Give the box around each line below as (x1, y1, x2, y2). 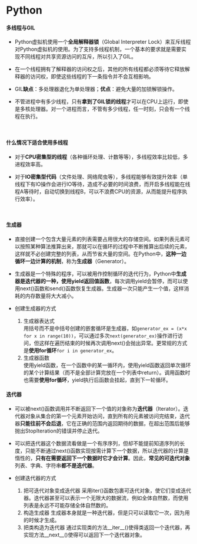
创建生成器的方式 (14, 304, 56, 312)
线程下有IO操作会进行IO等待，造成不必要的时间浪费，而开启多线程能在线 (14, 181, 191, 188)
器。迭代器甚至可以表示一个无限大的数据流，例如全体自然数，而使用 (23, 494, 189, 502)
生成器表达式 (23, 317, 55, 325)
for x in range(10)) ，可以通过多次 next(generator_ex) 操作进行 (23, 332, 178, 339)
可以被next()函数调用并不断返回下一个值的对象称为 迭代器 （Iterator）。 (14, 405, 183, 412)
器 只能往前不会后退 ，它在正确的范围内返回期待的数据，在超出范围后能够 (14, 420, 190, 427)
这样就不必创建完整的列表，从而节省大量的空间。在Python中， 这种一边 (14, 250, 187, 257)
